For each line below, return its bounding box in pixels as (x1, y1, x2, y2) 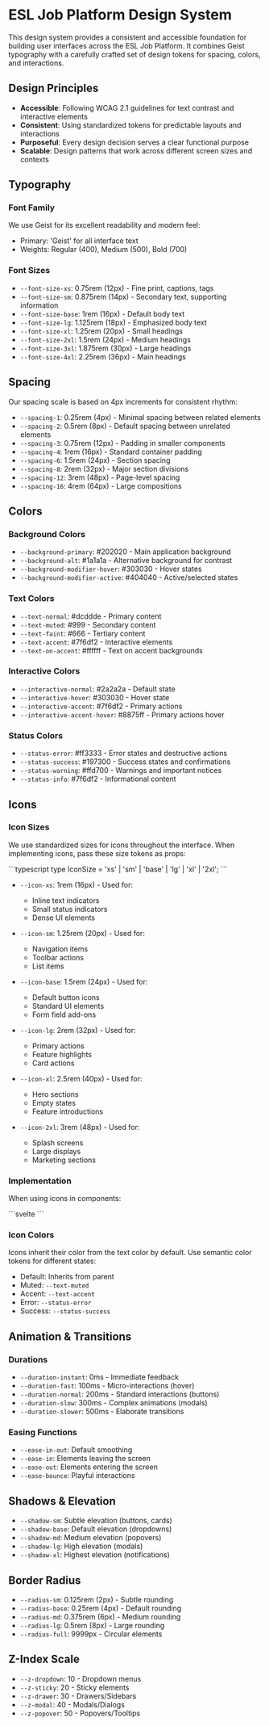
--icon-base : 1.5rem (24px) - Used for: (19, 976, 148, 986)
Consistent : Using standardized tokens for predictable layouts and (19, 120, 242, 130)
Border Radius (8, 1573, 81, 1587)
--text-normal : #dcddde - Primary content (19, 611, 162, 621)
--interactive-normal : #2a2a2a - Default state (19, 684, 176, 694)
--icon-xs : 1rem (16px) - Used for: (19, 880, 134, 889)
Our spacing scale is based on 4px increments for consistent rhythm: (8, 397, 238, 406)
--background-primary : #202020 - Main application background (19, 547, 231, 556)
